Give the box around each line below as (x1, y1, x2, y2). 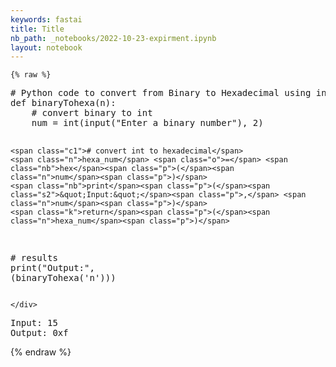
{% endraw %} (10, 346, 72, 358)
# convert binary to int (31, 107, 153, 119)
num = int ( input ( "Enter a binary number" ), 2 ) (31, 117, 264, 129)
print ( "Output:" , (10, 262, 95, 274)
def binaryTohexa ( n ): (10, 97, 117, 109)
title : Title (10, 24, 65, 34)
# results (10, 252, 58, 264)
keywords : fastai (10, 14, 83, 25)
